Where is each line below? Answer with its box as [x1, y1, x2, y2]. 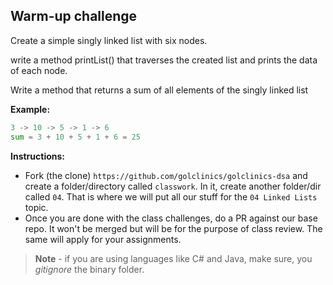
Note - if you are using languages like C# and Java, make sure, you [34, 252, 313, 264]
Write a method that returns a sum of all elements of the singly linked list [10, 84, 309, 96]
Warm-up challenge [10, 8, 138, 25]
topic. [24, 201, 49, 213]
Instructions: [10, 150, 66, 162]
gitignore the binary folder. [34, 263, 145, 275]
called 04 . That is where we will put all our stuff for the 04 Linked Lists [24, 190, 318, 203]
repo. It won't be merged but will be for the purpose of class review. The [24, 222, 323, 234]
